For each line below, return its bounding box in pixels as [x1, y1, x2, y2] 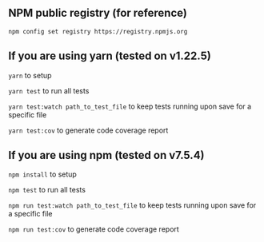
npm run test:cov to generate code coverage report [8, 224, 180, 234]
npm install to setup [8, 169, 78, 179]
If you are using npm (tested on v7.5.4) [8, 149, 205, 162]
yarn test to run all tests [8, 85, 90, 95]
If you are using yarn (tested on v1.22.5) [8, 50, 212, 63]
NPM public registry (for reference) [8, 6, 188, 20]
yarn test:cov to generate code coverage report [8, 125, 169, 135]
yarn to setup [8, 70, 52, 80]
